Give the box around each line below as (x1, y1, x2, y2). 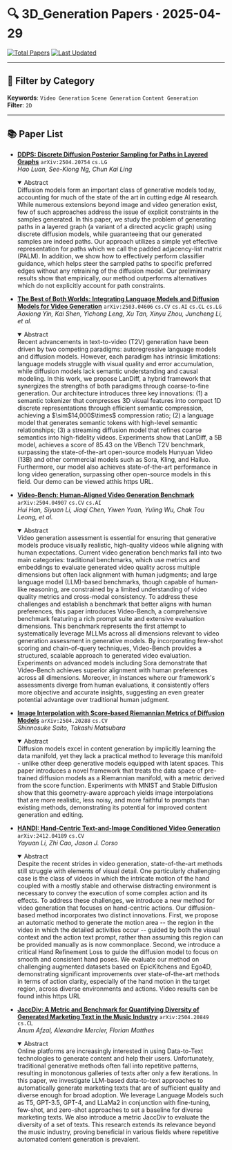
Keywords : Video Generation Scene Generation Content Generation (7, 93, 199, 102)
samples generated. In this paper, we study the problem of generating (17, 215, 216, 223)
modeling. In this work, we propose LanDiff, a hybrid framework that (17, 374, 211, 382)
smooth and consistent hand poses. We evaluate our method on (17, 955, 200, 963)
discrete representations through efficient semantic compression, (17, 404, 204, 412)
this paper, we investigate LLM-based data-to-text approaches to (17, 1076, 204, 1084)
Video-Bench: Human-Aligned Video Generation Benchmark (17, 490, 195, 499)
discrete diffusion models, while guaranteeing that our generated (17, 230, 202, 238)
